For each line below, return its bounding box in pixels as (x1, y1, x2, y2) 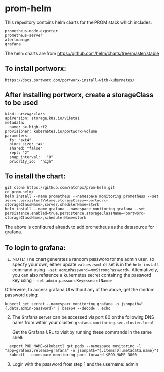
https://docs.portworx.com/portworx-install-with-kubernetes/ (5, 77, 135, 83)
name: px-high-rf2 (9, 124, 47, 129)
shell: (12, 335, 23, 341)
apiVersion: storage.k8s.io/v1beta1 (5, 116, 80, 121)
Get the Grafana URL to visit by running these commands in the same (12, 329, 152, 335)
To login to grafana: (5, 243, 66, 252)
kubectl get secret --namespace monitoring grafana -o (5, 302, 119, 307)
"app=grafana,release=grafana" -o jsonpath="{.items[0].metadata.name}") (5, 348, 159, 353)
